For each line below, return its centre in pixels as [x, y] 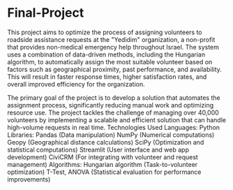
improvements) [29, 179]
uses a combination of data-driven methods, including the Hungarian [106, 54]
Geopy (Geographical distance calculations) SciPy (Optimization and [106, 142]
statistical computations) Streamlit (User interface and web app [98, 149]
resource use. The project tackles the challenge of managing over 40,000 [113, 112]
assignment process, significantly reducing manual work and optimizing [111, 105]
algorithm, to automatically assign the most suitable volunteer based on [110, 61]
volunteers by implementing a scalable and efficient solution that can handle [117, 119]
